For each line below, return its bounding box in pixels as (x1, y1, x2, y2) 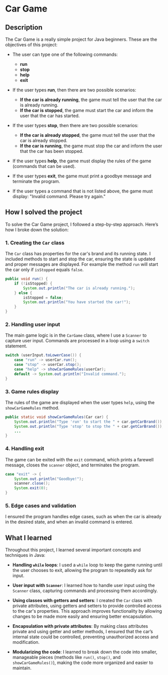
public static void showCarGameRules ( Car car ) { (5, 414, 108, 420)
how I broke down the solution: (5, 227, 69, 233)
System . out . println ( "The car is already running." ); (23, 285, 135, 291)
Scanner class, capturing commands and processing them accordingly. (12, 588, 158, 594)
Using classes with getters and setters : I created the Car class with (12, 598, 152, 604)
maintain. (12, 665, 31, 671)
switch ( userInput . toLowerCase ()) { (5, 353, 81, 358)
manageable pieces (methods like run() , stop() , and (12, 654, 121, 660)
